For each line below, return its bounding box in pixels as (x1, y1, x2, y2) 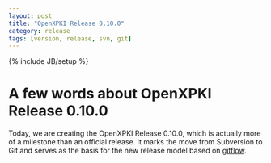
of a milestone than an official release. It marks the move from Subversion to (8, 137, 263, 147)
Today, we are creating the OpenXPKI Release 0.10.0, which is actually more (8, 128, 261, 138)
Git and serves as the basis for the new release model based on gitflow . (8, 146, 247, 156)
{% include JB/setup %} (8, 56, 89, 66)
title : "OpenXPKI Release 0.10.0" (8, 19, 125, 27)
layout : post (8, 11, 53, 20)
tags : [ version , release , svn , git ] (8, 34, 132, 43)
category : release (8, 27, 70, 35)
